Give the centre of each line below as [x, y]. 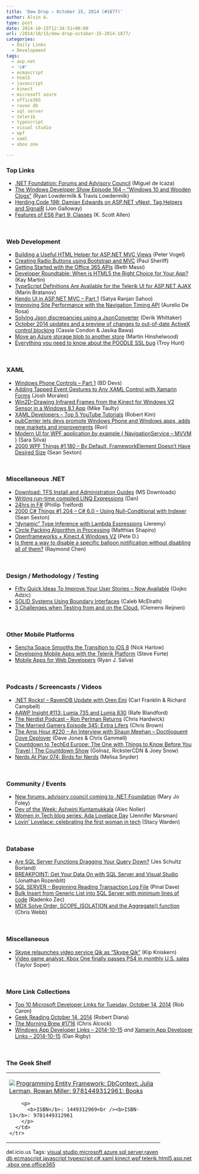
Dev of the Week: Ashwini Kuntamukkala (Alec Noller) [80, 809]
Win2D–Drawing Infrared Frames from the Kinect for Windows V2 [94, 402]
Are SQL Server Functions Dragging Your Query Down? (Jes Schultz [98, 861]
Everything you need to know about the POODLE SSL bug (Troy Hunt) [99, 343]
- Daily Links [29, 45]
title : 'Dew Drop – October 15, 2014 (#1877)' [65, 12]
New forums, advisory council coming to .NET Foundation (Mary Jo [97, 796]
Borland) [25, 868]
